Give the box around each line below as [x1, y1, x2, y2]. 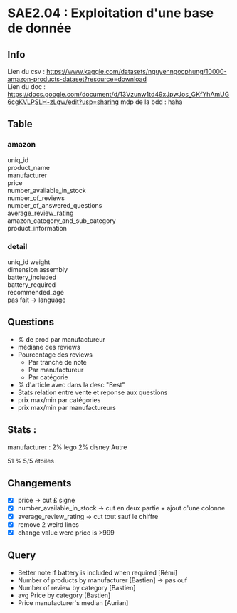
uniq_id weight [7, 258, 51, 266]
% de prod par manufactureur [17, 335, 105, 343]
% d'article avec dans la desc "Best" [17, 380, 126, 389]
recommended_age [7, 288, 64, 296]
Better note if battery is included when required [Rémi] [17, 568, 178, 577]
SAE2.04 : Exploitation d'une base [7, 5, 214, 21]
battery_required [7, 280, 56, 289]
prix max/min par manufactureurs [17, 403, 116, 412]
